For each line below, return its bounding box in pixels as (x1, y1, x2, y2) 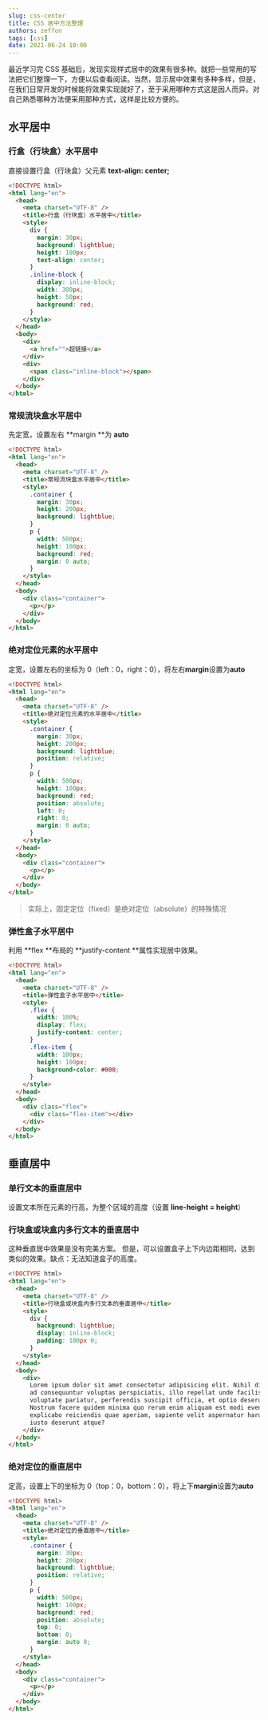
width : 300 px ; (37, 285, 84, 294)
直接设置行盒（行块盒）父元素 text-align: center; (8, 166, 170, 175)
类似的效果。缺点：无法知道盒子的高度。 (8, 1254, 141, 1263)
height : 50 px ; (37, 293, 84, 301)
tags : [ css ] (8, 34, 48, 42)
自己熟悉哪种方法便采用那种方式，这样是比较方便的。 (8, 94, 183, 104)
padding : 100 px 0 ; (37, 1337, 98, 1345)
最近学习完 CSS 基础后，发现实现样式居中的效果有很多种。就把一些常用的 (8, 65, 250, 74)
